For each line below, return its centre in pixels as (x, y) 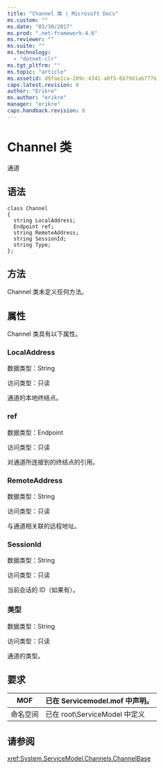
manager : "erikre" (34, 104)
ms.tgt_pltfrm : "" (34, 65)
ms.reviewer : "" (31, 40)
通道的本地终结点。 (35, 398)
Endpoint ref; (34, 227)
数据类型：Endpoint (35, 432)
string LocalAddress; (45, 220)
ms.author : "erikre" (37, 98)
